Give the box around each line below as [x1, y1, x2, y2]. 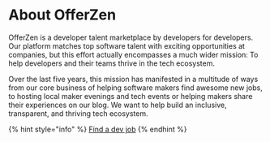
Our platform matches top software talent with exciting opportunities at [8, 41, 246, 50]
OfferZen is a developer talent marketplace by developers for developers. [8, 32, 254, 42]
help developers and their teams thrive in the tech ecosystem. [8, 58, 215, 68]
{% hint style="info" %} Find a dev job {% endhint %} [8, 124, 188, 134]
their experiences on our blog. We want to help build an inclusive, [8, 100, 227, 110]
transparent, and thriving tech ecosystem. [8, 108, 148, 118]
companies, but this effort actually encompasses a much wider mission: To [8, 49, 259, 59]
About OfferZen [8, 6, 116, 24]
